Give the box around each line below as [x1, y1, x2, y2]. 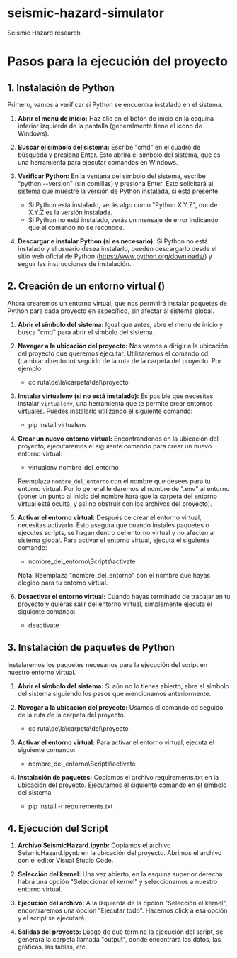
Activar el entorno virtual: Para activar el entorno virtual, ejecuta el [17, 738, 214, 747]
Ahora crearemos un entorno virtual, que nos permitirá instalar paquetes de [7, 299, 228, 307]
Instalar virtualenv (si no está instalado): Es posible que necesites [17, 392, 214, 400]
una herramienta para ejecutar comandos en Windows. [17, 158, 178, 166]
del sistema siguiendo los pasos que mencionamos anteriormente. [17, 689, 212, 698]
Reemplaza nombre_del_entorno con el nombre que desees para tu [17, 477, 211, 485]
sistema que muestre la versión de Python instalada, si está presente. [17, 187, 221, 195]
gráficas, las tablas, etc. [17, 942, 88, 952]
